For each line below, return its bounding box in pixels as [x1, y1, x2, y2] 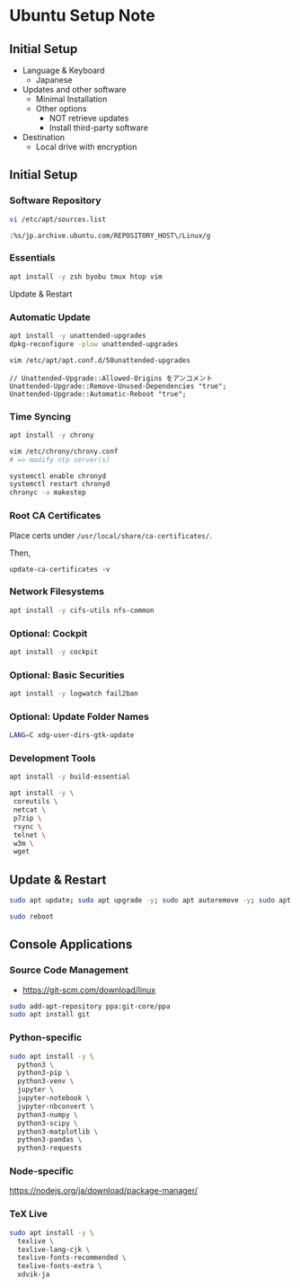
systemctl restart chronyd [9, 480, 110, 489]
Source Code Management [9, 964, 128, 976]
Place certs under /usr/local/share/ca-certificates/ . [9, 529, 213, 540]
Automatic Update [9, 311, 92, 324]
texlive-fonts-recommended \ [17, 1253, 127, 1263]
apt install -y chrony [9, 431, 94, 440]
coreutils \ [13, 797, 58, 806]
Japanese [35, 75, 74, 85]
